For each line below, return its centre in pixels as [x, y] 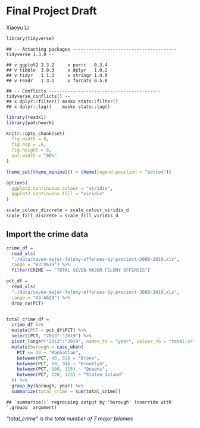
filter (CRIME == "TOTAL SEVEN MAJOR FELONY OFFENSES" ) [81, 270]
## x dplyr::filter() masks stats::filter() [62, 101]
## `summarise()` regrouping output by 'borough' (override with [89, 402]
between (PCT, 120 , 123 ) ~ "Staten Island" [70, 375]
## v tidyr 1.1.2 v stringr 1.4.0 [57, 75]
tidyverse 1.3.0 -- [30, 54]
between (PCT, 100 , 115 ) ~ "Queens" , [62, 369]
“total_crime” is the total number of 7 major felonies [70, 418]
